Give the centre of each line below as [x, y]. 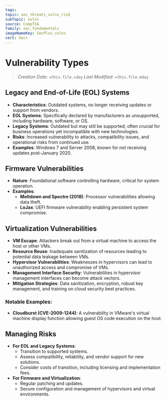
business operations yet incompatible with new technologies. [76, 131]
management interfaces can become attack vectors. [66, 278]
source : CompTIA [22, 24]
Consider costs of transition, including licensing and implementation [90, 367]
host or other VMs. [32, 246]
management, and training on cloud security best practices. [74, 289]
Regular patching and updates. [52, 383]
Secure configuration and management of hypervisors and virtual [88, 389]
